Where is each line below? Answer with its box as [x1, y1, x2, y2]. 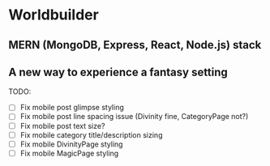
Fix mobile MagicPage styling [19, 148, 119, 158]
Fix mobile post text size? [19, 121, 105, 130]
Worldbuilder [8, 6, 99, 24]
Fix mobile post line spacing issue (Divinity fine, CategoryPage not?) [19, 112, 249, 121]
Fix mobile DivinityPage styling [19, 139, 123, 149]
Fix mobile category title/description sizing [19, 130, 163, 139]
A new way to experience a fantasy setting [8, 65, 229, 79]
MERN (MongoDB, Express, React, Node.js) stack [8, 38, 262, 52]
